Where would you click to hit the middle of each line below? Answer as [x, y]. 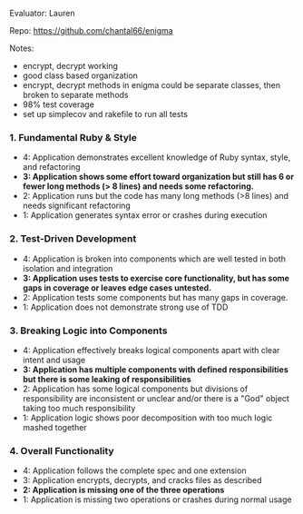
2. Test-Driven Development [73, 239]
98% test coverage [59, 104]
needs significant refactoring [77, 206]
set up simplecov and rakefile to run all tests [105, 114]
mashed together [55, 427]
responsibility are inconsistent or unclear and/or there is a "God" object [156, 398]
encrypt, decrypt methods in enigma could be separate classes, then [151, 85]
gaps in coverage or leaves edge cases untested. [117, 287]
